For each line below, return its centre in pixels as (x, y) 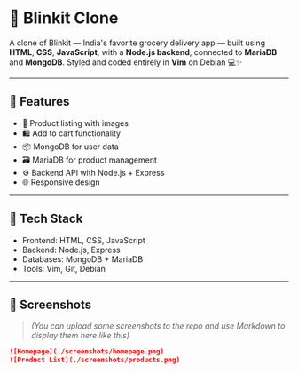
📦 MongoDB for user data (70, 147)
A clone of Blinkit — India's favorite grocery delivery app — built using (137, 43)
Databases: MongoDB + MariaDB (82, 259)
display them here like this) (80, 336)
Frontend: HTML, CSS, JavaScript (84, 240)
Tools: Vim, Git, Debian (64, 268)
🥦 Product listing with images (75, 123)
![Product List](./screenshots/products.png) (94, 360)
